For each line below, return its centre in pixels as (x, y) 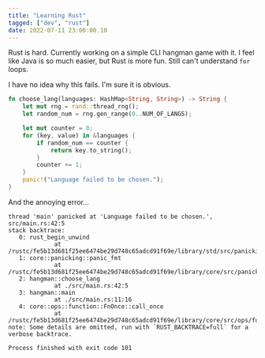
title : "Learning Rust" (47, 15)
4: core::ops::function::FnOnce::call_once (91, 306)
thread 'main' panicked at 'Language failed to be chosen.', (111, 217)
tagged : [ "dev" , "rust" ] (49, 23)
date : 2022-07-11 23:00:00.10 (58, 30)
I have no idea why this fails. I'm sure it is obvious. (90, 85)
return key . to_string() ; (91, 150)
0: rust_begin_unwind (54, 237)
